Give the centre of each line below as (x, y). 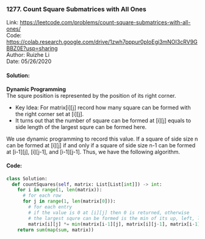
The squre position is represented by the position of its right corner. (91, 95)
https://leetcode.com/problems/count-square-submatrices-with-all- (105, 23)
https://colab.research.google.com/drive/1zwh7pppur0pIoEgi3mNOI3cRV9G (102, 42)
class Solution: (27, 178)
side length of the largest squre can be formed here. (81, 127)
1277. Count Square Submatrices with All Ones (76, 9)
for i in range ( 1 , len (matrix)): (60, 190)
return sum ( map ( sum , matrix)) (56, 230)
